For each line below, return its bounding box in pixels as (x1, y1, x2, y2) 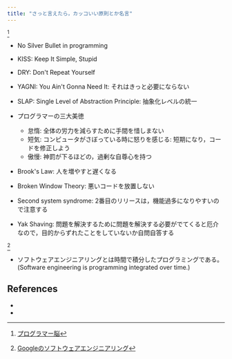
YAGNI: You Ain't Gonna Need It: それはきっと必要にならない (17, 82, 190, 91)
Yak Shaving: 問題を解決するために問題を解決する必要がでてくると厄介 (17, 219, 220, 228)
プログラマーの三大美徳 (17, 111, 84, 120)
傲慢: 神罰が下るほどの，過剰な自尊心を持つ (27, 152, 152, 160)
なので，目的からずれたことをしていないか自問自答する (17, 228, 175, 237)
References (7, 283, 58, 295)
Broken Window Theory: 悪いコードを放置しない (17, 181, 155, 190)
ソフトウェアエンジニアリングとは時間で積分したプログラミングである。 (17, 255, 223, 264)
